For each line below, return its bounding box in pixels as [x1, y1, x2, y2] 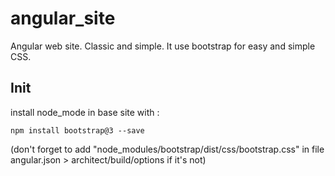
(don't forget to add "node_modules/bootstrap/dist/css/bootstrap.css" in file [10, 143, 325, 155]
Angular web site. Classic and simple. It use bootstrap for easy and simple [10, 40, 316, 52]
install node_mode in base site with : [10, 106, 160, 118]
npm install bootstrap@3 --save [10, 125, 145, 136]
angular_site [10, 7, 116, 30]
